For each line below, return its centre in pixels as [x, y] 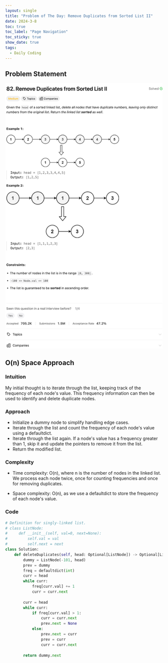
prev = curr [53, 639]
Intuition [16, 377]
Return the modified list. [37, 449]
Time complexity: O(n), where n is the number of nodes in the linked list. [87, 473]
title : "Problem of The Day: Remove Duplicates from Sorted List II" [79, 16]
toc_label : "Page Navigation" [37, 32]
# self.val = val [32, 539]
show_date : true [22, 43]
